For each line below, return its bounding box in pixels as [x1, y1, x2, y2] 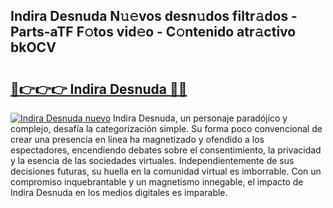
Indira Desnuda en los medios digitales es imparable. [10, 187, 228, 198]
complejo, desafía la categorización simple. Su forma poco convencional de [10, 123, 323, 134]
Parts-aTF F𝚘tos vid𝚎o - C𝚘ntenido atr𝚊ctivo [10, 24, 297, 41]
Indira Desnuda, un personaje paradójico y [113, 112, 288, 124]
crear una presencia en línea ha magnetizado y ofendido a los [10, 134, 265, 145]
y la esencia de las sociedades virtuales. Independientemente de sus [10, 155, 295, 166]
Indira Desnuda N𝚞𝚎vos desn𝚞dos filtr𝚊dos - [10, 8, 298, 25]
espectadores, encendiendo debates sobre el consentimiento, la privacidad [10, 144, 322, 156]
